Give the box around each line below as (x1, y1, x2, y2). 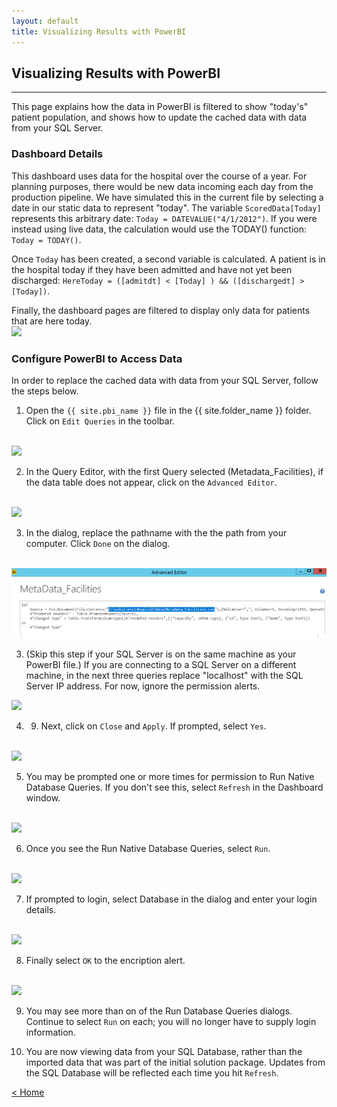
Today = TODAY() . (11, 233, 82, 245)
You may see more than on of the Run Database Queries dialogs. (25, 1005, 293, 1017)
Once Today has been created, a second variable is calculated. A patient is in (11, 253, 326, 265)
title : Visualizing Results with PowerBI (11, 26, 187, 37)
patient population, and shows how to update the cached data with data (11, 111, 308, 124)
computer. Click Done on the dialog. (25, 537, 171, 549)
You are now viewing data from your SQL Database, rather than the (25, 1045, 303, 1057)
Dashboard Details (11, 147, 104, 161)
